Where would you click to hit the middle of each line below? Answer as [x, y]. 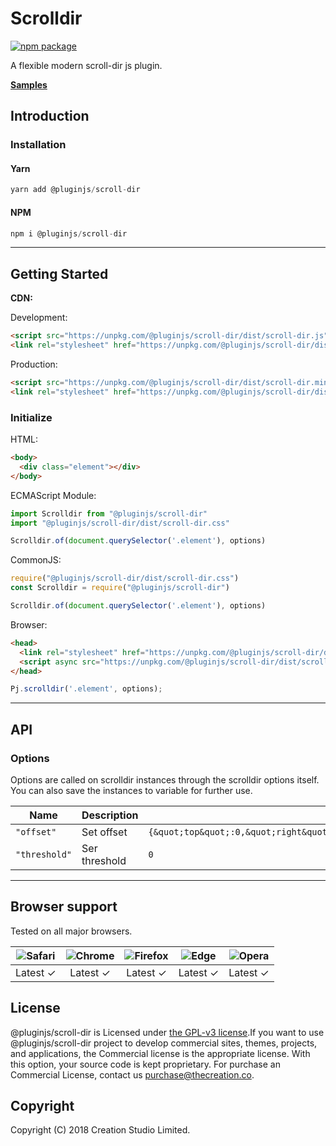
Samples [29, 84]
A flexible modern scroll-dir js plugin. [86, 65]
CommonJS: [36, 560]
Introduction [50, 116]
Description [110, 815]
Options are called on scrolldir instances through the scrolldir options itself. [165, 779]
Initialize [31, 417]
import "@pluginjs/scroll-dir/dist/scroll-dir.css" [120, 523]
